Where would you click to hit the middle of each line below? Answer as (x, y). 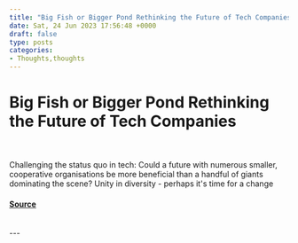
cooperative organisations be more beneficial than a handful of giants (136, 174)
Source (23, 204)
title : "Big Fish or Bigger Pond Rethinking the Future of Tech (130, 17)
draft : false (33, 34)
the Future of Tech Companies (123, 121)
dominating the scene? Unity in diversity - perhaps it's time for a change (141, 184)
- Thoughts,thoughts (47, 59)
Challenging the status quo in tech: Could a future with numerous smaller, (143, 164)
